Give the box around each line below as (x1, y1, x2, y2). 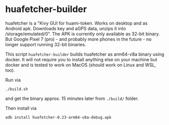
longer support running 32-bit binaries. (5, 41, 87, 47)
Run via (5, 77, 21, 83)
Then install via (5, 105, 37, 111)
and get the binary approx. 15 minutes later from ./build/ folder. (5, 95, 139, 101)
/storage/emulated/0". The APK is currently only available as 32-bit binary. (5, 31, 160, 37)
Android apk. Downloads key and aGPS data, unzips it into (5, 25, 126, 31)
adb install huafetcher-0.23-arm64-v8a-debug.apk (5, 114, 112, 120)
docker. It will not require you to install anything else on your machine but (5, 56, 157, 62)
